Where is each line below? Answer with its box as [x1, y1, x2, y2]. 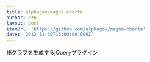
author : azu [6, 15, 37, 21]
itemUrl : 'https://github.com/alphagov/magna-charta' [6, 26, 146, 32]
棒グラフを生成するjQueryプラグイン [6, 49, 98, 57]
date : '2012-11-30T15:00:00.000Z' [6, 32, 95, 38]
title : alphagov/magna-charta [6, 9, 84, 15]
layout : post [6, 20, 40, 26]
